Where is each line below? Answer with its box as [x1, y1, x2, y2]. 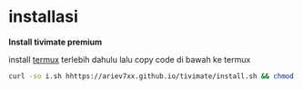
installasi [8, 6, 79, 27]
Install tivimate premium [8, 36, 102, 47]
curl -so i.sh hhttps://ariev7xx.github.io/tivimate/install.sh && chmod [8, 71, 295, 81]
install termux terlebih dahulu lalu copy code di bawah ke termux [8, 54, 251, 65]
